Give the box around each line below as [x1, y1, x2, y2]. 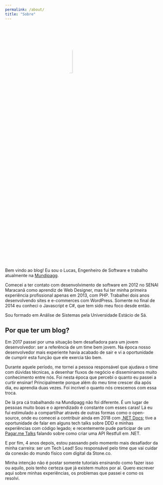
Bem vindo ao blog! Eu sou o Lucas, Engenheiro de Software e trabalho [5, 267, 148, 273]
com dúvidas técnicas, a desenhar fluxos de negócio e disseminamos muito [5, 369, 157, 375]
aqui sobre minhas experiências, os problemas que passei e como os [5, 470, 144, 476]
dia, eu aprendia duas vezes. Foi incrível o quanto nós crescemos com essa [5, 385, 157, 391]
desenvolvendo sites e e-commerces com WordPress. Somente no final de [5, 297, 155, 303]
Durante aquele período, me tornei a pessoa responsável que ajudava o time [5, 364, 158, 370]
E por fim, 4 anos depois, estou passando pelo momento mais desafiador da [5, 440, 158, 446]
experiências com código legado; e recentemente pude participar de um [5, 425, 150, 431]
